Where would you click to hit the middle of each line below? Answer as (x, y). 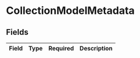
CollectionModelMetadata (70, 11)
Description (96, 48)
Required (61, 48)
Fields (17, 32)
